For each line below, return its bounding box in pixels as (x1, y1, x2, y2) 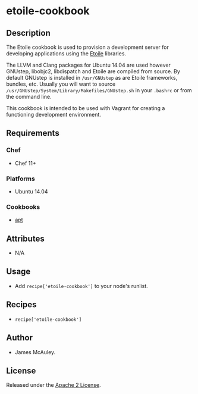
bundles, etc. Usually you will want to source (6, 80, 116, 87)
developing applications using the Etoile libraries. (6, 50, 127, 57)
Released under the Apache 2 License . (6, 382, 101, 389)
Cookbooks (6, 202, 40, 211)
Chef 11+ (14, 160, 37, 167)
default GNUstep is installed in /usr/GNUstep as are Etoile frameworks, (6, 74, 178, 81)
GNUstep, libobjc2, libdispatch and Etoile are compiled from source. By (6, 68, 180, 75)
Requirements (6, 128, 59, 138)
